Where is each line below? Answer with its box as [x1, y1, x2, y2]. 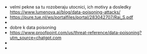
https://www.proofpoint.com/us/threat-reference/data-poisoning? [9, 30, 142, 35]
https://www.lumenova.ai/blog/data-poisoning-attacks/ [9, 9, 121, 15]
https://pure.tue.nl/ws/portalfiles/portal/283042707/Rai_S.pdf [9, 14, 133, 20]
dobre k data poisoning [9, 25, 56, 30]
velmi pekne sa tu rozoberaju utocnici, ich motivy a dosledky [9, 4, 131, 10]
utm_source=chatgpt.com [9, 35, 62, 40]
